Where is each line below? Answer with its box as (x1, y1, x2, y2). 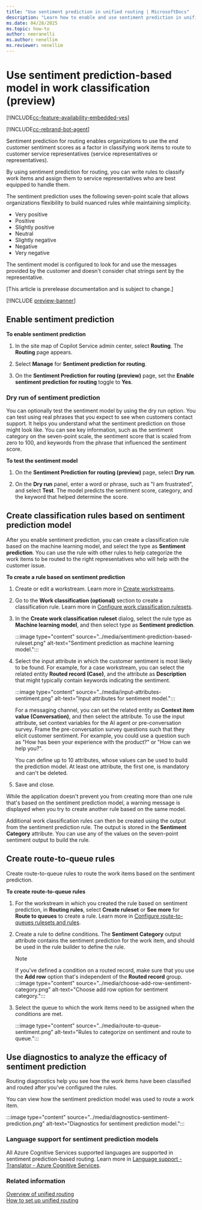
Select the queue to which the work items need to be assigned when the (14, 1004, 194, 1011)
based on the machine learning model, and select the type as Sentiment (6, 542, 186, 550)
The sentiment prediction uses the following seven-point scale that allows (6, 192, 189, 199)
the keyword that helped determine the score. (14, 493, 129, 500)
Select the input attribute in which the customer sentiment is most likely (14, 657, 192, 665)
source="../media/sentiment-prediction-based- (76, 633, 193, 640)
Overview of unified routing (6, 1190, 74, 1197)
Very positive (14, 210, 48, 218)
